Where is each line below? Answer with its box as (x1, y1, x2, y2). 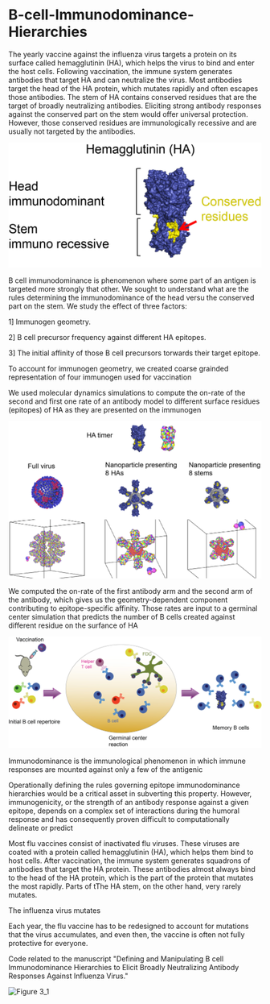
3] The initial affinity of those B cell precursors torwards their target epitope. (8, 348, 261, 358)
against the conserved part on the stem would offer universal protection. (8, 109, 248, 118)
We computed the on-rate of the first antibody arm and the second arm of (8, 586, 253, 595)
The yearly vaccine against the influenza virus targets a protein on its (8, 49, 237, 59)
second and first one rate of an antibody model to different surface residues (8, 396, 260, 406)
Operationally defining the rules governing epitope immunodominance (8, 780, 240, 790)
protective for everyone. (8, 938, 88, 948)
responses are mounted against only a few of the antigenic (8, 764, 203, 774)
